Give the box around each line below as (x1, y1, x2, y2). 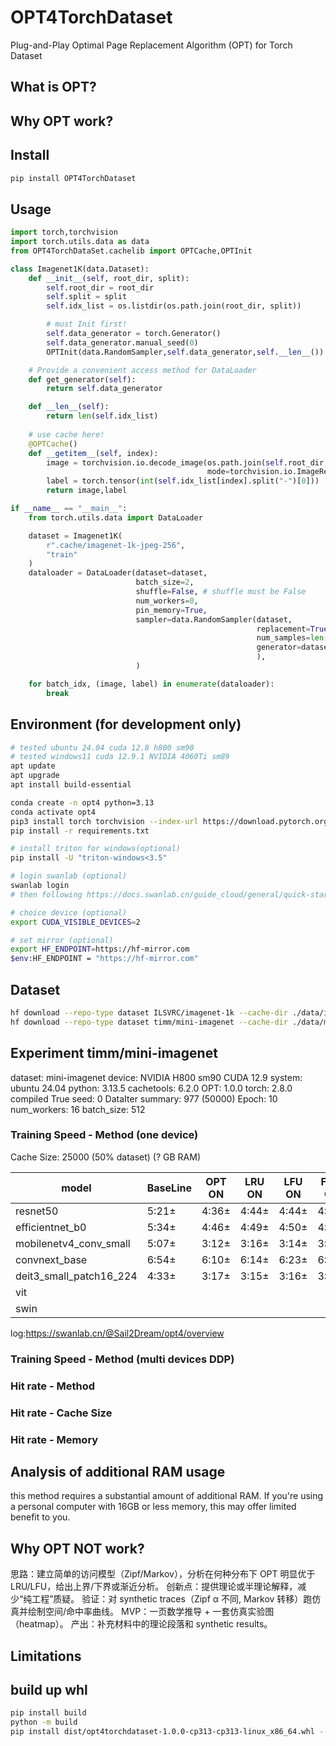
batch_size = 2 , (135, 577, 195, 588)
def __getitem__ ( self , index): (28, 448, 159, 458)
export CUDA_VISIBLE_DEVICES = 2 (10, 917, 141, 927)
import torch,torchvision (10, 227, 118, 238)
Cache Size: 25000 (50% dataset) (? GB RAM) (10, 1151, 201, 1163)
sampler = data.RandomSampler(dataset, (135, 614, 293, 625)
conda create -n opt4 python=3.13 (10, 797, 155, 808)
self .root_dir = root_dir (46, 282, 155, 293)
